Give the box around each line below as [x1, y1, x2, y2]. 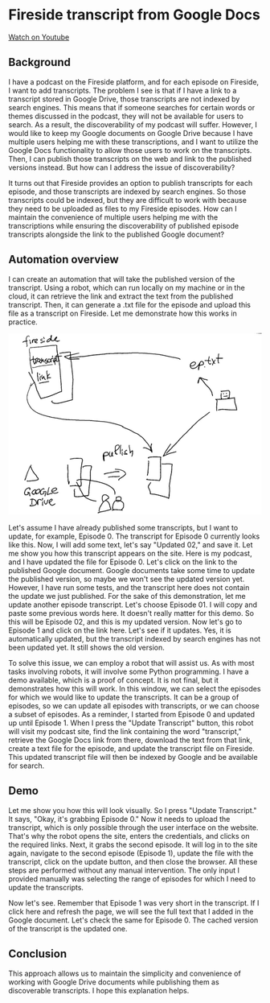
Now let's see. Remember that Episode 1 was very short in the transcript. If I [8, 898, 260, 907]
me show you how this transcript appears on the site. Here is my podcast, [8, 548, 252, 558]
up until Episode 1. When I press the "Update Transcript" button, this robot [8, 718, 254, 728]
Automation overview [8, 253, 119, 266]
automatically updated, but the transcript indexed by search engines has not [8, 634, 261, 643]
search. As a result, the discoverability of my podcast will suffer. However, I [8, 119, 257, 130]
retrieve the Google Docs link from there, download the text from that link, [8, 735, 253, 745]
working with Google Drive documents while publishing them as [8, 976, 219, 987]
